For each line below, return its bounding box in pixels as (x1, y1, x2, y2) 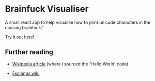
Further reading (5, 48, 53, 56)
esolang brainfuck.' (5, 24, 44, 30)
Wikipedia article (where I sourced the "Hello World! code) (12, 61, 129, 66)
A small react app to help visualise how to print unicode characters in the (5, 19, 151, 25)
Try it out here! (5, 34, 35, 40)
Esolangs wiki (12, 70, 40, 76)
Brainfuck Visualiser (5, 3, 89, 15)
